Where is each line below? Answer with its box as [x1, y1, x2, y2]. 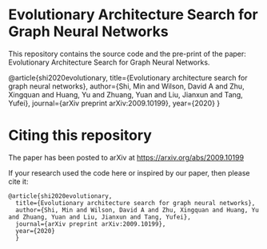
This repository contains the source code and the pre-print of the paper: [8, 49, 246, 58]
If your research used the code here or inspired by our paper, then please [8, 168, 250, 177]
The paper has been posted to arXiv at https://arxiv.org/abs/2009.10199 [8, 152, 245, 162]
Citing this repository [8, 126, 152, 144]
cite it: [8, 176, 29, 186]
